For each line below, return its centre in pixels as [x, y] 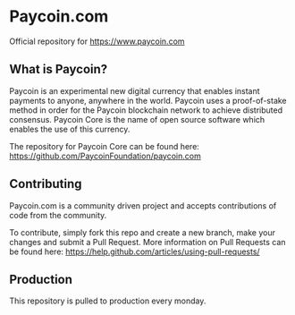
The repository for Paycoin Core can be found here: [104, 146]
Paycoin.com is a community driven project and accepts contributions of [143, 205]
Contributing [46, 184]
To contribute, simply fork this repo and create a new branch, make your [142, 232]
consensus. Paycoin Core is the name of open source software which [137, 119]
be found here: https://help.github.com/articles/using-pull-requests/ [135, 251]
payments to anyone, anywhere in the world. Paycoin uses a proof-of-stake [148, 100]
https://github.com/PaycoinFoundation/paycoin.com [105, 156]
